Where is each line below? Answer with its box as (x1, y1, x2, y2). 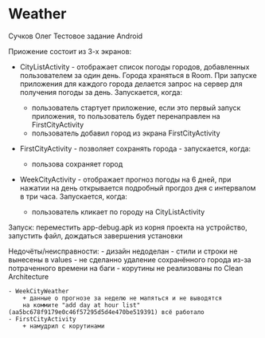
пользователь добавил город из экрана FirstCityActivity (31, 128, 220, 138)
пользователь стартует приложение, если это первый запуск (31, 103, 241, 112)
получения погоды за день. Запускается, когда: (19, 87, 183, 96)
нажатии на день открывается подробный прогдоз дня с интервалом (19, 183, 256, 192)
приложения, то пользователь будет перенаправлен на (31, 111, 220, 120)
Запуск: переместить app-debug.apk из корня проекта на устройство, (8, 222, 248, 232)
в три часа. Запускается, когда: (19, 191, 127, 201)
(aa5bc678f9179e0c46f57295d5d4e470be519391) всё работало (8, 308, 205, 316)
